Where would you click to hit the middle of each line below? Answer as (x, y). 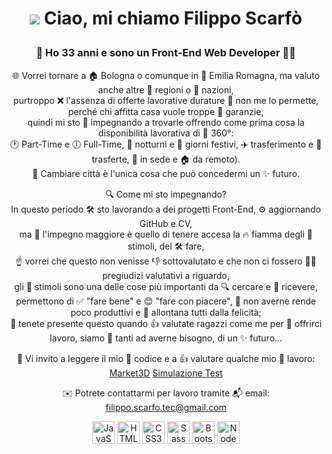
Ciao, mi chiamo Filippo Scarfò (173, 18)
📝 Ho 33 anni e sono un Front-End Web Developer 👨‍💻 (166, 53)
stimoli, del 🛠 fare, (166, 246)
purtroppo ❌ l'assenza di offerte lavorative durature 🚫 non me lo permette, (166, 100)
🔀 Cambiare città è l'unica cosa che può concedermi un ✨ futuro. (166, 173)
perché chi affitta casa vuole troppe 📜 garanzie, (166, 111)
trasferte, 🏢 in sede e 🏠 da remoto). (166, 159)
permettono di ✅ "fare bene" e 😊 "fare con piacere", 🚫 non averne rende (166, 301)
